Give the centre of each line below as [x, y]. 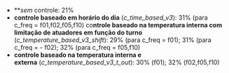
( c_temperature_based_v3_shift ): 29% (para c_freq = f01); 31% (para [112, 40]
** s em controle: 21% [44, 10]
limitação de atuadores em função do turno [78, 32]
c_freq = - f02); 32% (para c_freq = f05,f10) [77, 47]
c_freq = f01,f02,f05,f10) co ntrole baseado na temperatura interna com [118, 25]
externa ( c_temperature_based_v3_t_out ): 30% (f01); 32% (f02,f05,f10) [117, 62]
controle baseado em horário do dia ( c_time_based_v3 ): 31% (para [111, 18]
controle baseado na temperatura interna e [78, 55]
